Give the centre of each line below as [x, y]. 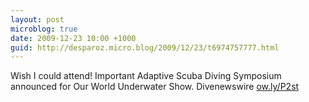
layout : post [37, 19]
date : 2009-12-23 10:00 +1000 [73, 38]
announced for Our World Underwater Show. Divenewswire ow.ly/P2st [155, 87]
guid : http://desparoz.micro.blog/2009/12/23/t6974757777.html [145, 47]
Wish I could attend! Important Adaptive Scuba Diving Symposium [146, 76]
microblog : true [44, 29]
